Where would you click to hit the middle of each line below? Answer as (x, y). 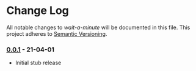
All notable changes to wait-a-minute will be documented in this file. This (98, 27)
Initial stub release (38, 63)
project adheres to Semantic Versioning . (57, 33)
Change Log (38, 11)
